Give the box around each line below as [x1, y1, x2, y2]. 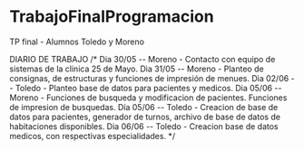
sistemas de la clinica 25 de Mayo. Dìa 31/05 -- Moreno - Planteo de [9, 63, 265, 74]
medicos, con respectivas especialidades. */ [9, 130, 175, 141]
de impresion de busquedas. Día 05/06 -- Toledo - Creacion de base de [9, 101, 279, 112]
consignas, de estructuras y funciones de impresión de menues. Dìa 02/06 [9, 72, 289, 83]
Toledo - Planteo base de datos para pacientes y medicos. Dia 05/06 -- [15, 82, 282, 93]
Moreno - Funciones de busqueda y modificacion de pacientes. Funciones [9, 92, 288, 103]
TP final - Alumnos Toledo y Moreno [9, 36, 145, 47]
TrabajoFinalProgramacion [9, 6, 215, 27]
